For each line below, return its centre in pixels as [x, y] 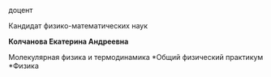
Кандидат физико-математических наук [78, 26]
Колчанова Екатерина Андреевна [69, 41]
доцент [21, 10]
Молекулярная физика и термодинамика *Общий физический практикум [136, 57]
